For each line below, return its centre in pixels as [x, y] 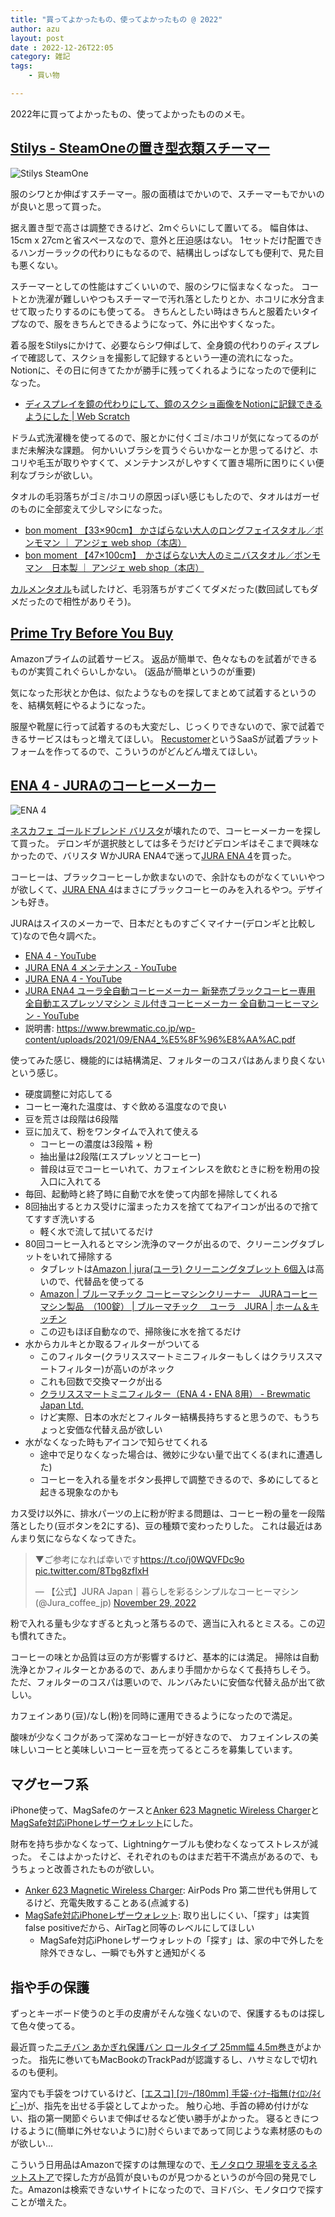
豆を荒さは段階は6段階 [71, 1119]
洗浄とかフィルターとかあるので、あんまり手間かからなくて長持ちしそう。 [163, 1670]
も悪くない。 [36, 265]
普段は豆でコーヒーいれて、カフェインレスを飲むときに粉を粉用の [175, 1169]
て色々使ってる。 [45, 2025]
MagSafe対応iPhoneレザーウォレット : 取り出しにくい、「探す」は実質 [167, 1915]
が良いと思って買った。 [58, 206]
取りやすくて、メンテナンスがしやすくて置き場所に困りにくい [189, 462]
